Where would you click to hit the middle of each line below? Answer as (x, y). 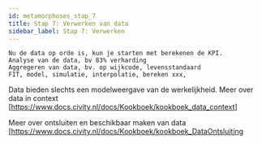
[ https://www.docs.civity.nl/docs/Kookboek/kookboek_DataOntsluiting (126, 132)
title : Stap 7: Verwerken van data (69, 24)
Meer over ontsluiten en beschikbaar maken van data (97, 123)
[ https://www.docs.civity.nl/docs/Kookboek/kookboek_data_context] (123, 107)
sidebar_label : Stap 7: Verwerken (67, 31)
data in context (33, 98)
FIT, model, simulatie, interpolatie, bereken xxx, (97, 75)
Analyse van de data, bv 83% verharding (78, 61)
